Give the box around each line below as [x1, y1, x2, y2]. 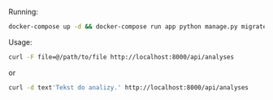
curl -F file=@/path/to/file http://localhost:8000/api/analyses [8, 53, 234, 61]
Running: [8, 7, 39, 16]
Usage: [8, 37, 32, 47]
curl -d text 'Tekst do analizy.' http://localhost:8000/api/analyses [8, 83, 249, 92]
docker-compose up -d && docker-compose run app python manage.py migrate [8, 23, 267, 31]
